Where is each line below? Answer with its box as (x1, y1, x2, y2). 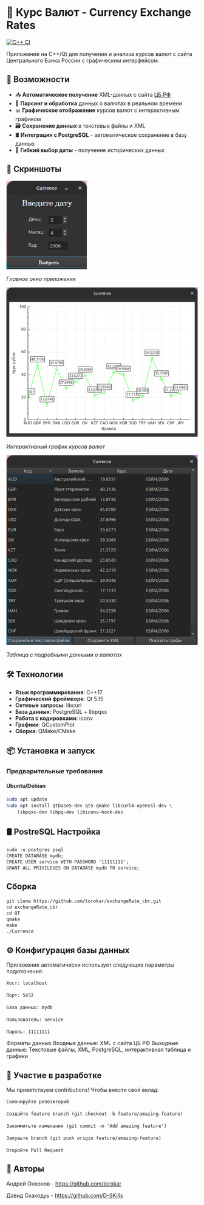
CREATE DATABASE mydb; (6, 852, 64, 859)
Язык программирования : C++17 (15, 688, 103, 696)
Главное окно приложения (6, 275, 76, 282)
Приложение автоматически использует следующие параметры (6, 961, 175, 968)
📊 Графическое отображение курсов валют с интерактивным (15, 106, 180, 114)
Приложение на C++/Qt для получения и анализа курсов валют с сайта (6, 50, 192, 57)
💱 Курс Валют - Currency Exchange (6, 5, 191, 19)
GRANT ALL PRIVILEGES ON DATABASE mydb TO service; (6, 865, 140, 871)
